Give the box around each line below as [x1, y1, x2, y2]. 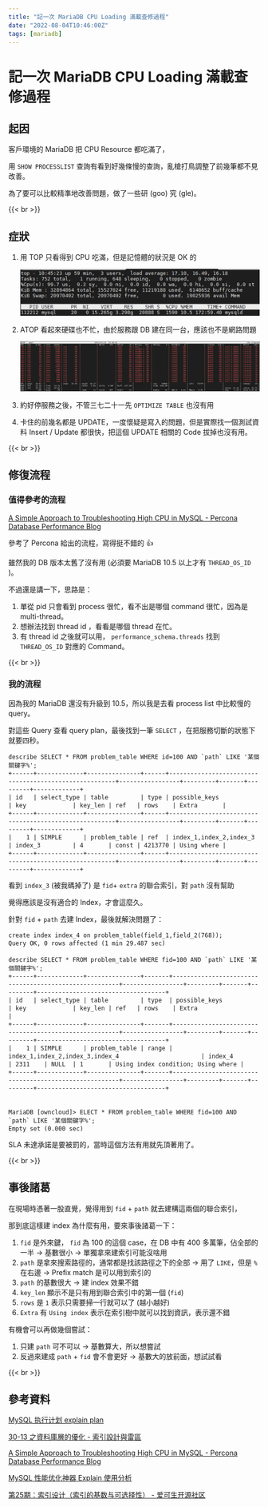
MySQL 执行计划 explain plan [8, 1415, 104, 1425]
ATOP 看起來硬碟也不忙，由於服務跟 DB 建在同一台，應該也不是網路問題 [19, 325, 257, 334]
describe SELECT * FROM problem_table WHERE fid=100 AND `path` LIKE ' [8, 955, 251, 963]
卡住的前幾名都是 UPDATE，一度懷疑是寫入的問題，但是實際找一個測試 [19, 417, 253, 427]
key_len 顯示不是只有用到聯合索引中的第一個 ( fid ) [19, 1287, 184, 1297]
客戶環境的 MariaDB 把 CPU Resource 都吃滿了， [8, 145, 169, 154]
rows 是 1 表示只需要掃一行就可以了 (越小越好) [19, 1298, 170, 1307]
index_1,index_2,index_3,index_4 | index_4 [8, 1052, 234, 1060]
